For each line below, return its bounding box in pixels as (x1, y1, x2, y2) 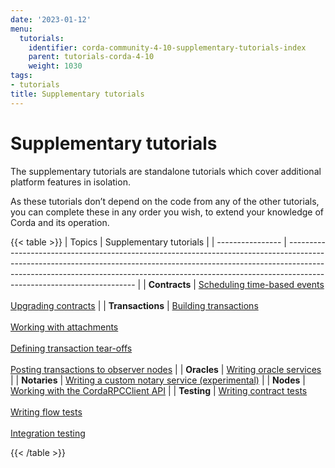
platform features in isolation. (10, 176, 131, 188)
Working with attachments (10, 321, 119, 333)
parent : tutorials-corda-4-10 (28, 52, 155, 62)
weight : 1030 (28, 61, 83, 71)
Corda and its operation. (10, 216, 110, 228)
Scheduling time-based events (198, 278, 325, 290)
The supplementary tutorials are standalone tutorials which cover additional (10, 165, 322, 177)
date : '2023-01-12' (10, 14, 92, 25)
